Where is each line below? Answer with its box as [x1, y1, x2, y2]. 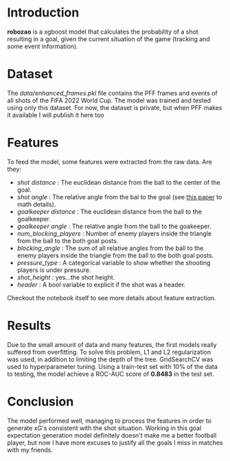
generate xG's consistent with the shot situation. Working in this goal [7, 424, 202, 432]
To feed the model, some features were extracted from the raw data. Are [7, 157, 213, 166]
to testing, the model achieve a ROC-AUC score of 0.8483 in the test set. [7, 370, 214, 378]
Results [7, 318, 51, 333]
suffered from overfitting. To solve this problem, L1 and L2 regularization [7, 348, 211, 356]
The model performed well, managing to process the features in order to [7, 416, 211, 425]
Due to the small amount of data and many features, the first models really [7, 340, 218, 348]
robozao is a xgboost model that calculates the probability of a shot [7, 27, 199, 36]
